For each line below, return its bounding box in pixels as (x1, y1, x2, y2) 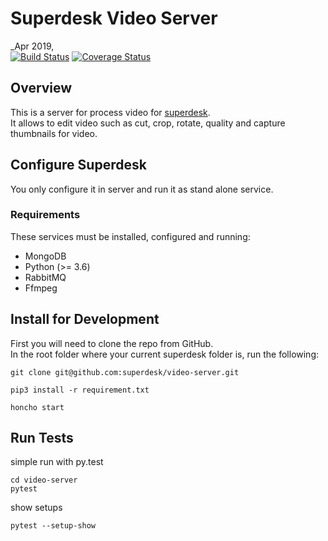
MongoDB (24, 250, 67, 262)
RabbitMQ (24, 271, 67, 283)
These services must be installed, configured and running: (10, 230, 251, 242)
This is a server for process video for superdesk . (10, 106, 211, 118)
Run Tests (10, 430, 74, 447)
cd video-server (10, 475, 78, 486)
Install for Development (10, 311, 160, 328)
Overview (10, 80, 73, 97)
